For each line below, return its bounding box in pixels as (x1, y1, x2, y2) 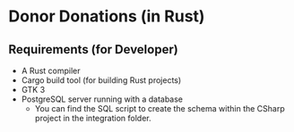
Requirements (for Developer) (8, 42, 178, 57)
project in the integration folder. (34, 113, 151, 123)
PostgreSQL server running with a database (21, 94, 184, 104)
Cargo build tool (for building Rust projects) (21, 75, 182, 86)
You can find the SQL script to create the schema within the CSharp (34, 103, 286, 113)
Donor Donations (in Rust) (8, 6, 205, 27)
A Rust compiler (21, 65, 82, 76)
